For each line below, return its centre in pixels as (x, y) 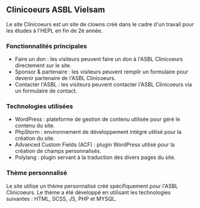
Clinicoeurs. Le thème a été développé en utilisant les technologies (89, 192)
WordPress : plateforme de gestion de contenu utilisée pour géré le (97, 120)
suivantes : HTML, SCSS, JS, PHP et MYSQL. (61, 198)
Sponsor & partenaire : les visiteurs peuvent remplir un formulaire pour (101, 72)
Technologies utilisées (40, 106)
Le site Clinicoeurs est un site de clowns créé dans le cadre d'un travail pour (100, 24)
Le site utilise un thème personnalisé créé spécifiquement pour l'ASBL (92, 186)
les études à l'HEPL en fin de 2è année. (55, 30)
